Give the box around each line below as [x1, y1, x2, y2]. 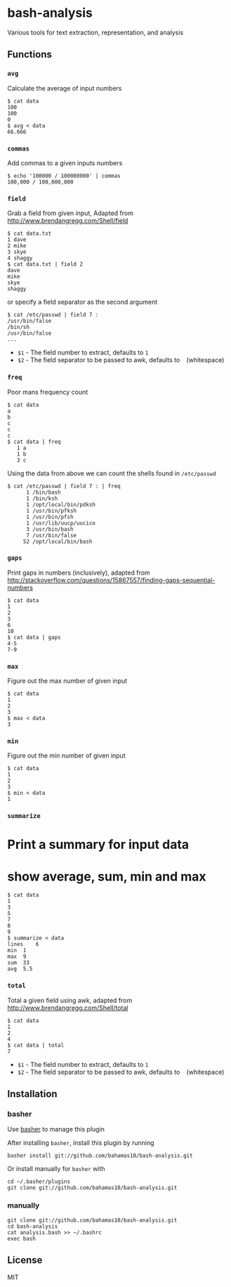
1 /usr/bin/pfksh [25, 507, 77, 514]
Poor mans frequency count [7, 388, 88, 396]
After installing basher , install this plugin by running [7, 1139, 154, 1147]
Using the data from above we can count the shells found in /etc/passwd [7, 469, 216, 478]
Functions [7, 49, 53, 60]
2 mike [7, 243, 27, 250]
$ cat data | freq [7, 438, 61, 445]
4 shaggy [7, 255, 33, 262]
